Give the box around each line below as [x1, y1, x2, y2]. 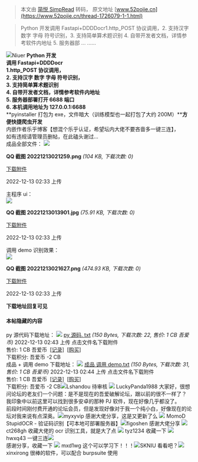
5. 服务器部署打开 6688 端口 [6, 96, 75, 103]
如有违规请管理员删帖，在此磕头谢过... [6, 133, 99, 140]
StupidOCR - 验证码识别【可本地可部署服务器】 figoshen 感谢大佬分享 [6, 420, 181, 427]
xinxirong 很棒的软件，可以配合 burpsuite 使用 [6, 450, 118, 457]
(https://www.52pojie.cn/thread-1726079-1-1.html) [20, 12, 143, 19]
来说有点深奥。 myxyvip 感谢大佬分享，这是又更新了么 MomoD [21, 412, 186, 420]
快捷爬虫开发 [11, 118, 42, 125]
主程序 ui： [6, 191, 33, 197]
